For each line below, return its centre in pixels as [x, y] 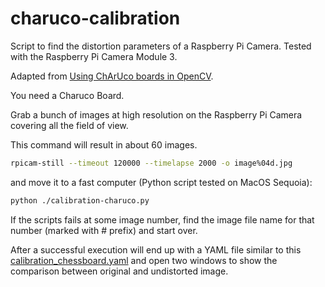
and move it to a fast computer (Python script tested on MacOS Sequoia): [161, 182]
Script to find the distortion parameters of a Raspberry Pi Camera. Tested [161, 46]
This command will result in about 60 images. [104, 144]
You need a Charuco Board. [67, 95]
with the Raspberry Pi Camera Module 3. [94, 56]
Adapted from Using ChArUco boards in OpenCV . [112, 76]
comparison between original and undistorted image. [119, 271]
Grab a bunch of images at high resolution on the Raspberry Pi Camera [156, 114]
